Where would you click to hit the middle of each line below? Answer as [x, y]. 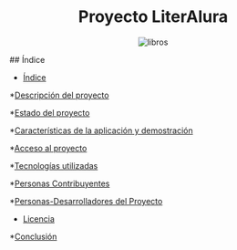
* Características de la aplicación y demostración [101, 130]
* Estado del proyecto [50, 112]
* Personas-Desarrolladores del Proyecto [86, 201]
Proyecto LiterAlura [153, 17]
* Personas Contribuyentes [60, 183]
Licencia [38, 219]
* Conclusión [33, 236]
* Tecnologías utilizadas [54, 165]
